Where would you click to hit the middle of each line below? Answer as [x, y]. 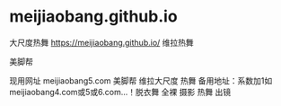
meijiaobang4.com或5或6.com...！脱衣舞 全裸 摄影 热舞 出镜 [120, 92]
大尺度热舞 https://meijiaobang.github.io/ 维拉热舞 [102, 42]
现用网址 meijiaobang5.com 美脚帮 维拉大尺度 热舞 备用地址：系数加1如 [141, 80]
